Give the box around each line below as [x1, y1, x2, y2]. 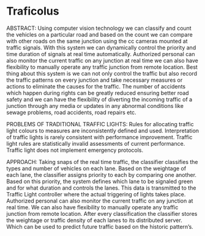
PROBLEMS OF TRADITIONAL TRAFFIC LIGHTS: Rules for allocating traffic [6, 120, 194, 127]
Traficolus [6, 4, 59, 18]
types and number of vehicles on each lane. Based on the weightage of [6, 165, 187, 172]
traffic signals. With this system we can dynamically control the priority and [6, 44, 196, 51]
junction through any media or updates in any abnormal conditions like [6, 102, 184, 109]
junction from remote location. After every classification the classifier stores [6, 210, 198, 217]
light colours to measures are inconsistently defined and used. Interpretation [6, 127, 199, 134]
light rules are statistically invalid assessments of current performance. [6, 140, 185, 147]
